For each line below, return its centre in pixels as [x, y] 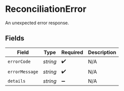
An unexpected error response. [37, 23]
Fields [15, 38]
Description [102, 52]
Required [72, 52]
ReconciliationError [46, 9]
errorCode [19, 62]
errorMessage [23, 72]
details [17, 81]
